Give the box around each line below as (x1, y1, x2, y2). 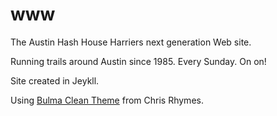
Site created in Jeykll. (10, 74, 100, 87)
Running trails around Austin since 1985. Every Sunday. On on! (10, 55, 267, 67)
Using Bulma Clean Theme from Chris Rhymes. (10, 94, 204, 106)
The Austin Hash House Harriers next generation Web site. (10, 36, 252, 48)
